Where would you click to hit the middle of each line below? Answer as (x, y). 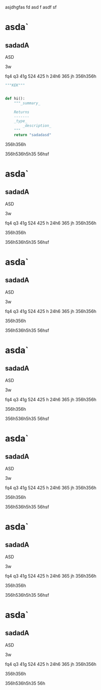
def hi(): (15, 98)
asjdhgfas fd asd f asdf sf (31, 7)
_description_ (37, 126)
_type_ (21, 121)
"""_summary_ (27, 103)
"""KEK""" (15, 85)
